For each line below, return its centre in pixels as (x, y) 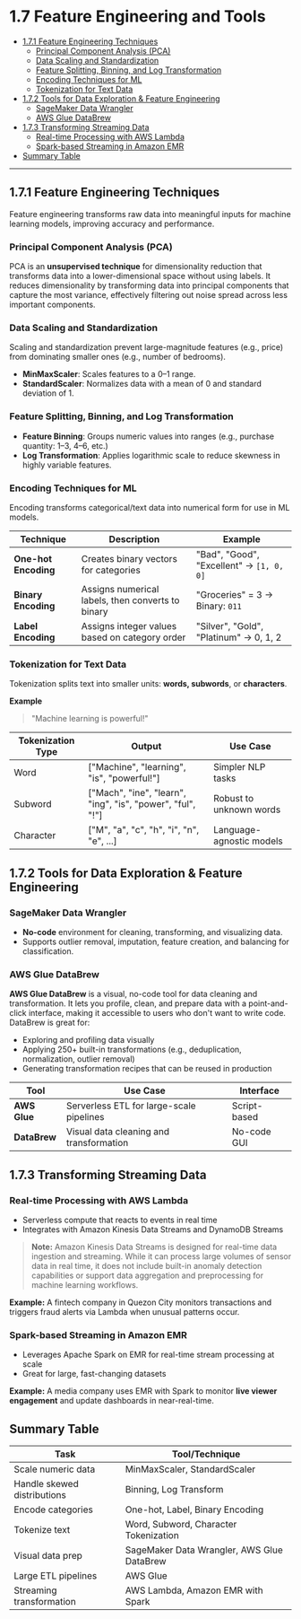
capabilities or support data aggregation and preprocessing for (147, 1275)
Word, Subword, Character (181, 1525)
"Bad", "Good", (228, 554)
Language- (237, 830)
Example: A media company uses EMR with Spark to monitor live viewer (143, 1391)
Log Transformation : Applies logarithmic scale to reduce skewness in (151, 455)
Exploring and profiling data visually (88, 1040)
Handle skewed (46, 1484)
